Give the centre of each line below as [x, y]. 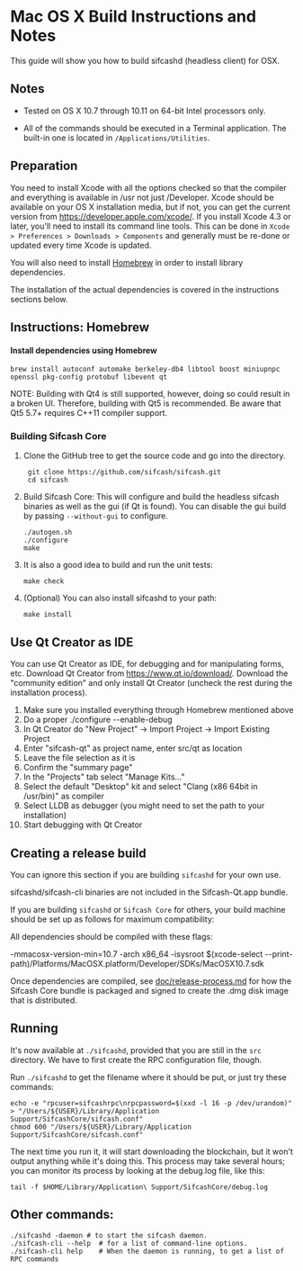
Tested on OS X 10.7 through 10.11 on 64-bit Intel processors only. [144, 111]
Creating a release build [78, 853]
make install [48, 615]
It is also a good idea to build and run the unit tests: [118, 565]
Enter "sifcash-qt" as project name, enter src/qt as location [133, 748]
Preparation [44, 166]
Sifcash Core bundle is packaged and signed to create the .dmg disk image [149, 991]
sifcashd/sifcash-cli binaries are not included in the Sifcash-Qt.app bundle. [149, 892]
